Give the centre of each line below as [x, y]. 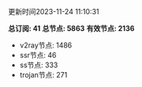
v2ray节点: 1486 [46, 45]
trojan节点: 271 [43, 75]
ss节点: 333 [39, 65]
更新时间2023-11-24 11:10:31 [54, 11]
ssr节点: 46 [38, 55]
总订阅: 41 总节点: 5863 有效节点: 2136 [71, 28]
